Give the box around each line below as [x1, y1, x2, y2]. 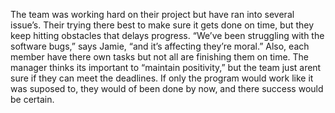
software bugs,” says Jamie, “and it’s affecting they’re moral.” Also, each [10, 40, 310, 52]
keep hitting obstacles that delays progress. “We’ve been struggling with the [10, 30, 325, 41]
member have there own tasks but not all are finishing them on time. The [10, 51, 310, 63]
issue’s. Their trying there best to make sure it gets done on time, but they [10, 19, 315, 31]
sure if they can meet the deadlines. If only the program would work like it [10, 72, 314, 84]
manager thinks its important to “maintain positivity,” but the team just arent [10, 62, 322, 73]
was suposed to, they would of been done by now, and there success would [10, 83, 324, 94]
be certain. [10, 94, 55, 105]
